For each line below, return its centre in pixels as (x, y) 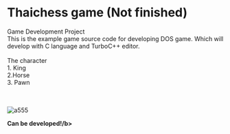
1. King (16, 68)
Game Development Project (46, 31)
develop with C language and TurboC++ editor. (73, 46)
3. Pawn (19, 82)
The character (27, 60)
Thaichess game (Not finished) (97, 13)
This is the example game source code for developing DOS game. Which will (115, 38)
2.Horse (19, 75)
